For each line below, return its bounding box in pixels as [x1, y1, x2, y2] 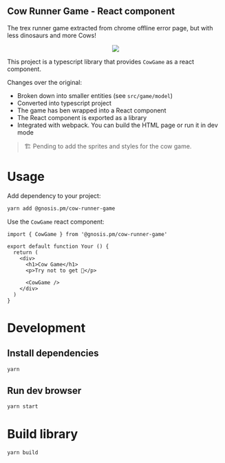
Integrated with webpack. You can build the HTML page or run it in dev [17, 121, 218, 129]
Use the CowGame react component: [7, 217, 105, 226]
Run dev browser [7, 384, 82, 396]
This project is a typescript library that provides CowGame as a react [7, 57, 195, 66]
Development [7, 320, 86, 335]
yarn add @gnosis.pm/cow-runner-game [7, 205, 116, 212]
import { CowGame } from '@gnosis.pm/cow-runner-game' [7, 230, 168, 237]
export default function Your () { [7, 243, 109, 250]
